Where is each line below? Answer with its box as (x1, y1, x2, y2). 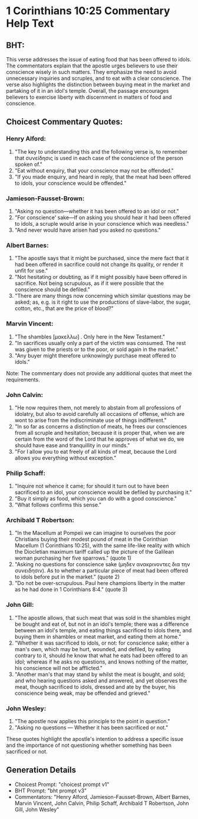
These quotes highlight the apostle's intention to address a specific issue (6, 736, 184, 743)
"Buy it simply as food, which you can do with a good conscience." (14, 495, 177, 502)
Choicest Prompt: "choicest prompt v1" (14, 781, 110, 788)
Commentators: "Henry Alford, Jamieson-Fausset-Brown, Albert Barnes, (14, 793, 190, 800)
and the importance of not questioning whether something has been (6, 742, 172, 749)
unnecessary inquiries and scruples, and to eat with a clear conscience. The (6, 75, 192, 82)
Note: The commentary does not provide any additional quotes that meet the (6, 369, 192, 376)
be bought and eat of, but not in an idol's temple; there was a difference (14, 620, 189, 628)
